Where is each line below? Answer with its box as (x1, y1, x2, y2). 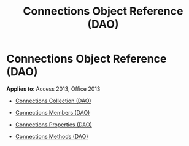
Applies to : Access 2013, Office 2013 (6, 85, 101, 93)
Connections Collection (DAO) (15, 97, 91, 104)
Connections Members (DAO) (15, 109, 90, 116)
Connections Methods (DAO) (15, 133, 88, 140)
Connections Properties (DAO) (15, 121, 92, 128)
